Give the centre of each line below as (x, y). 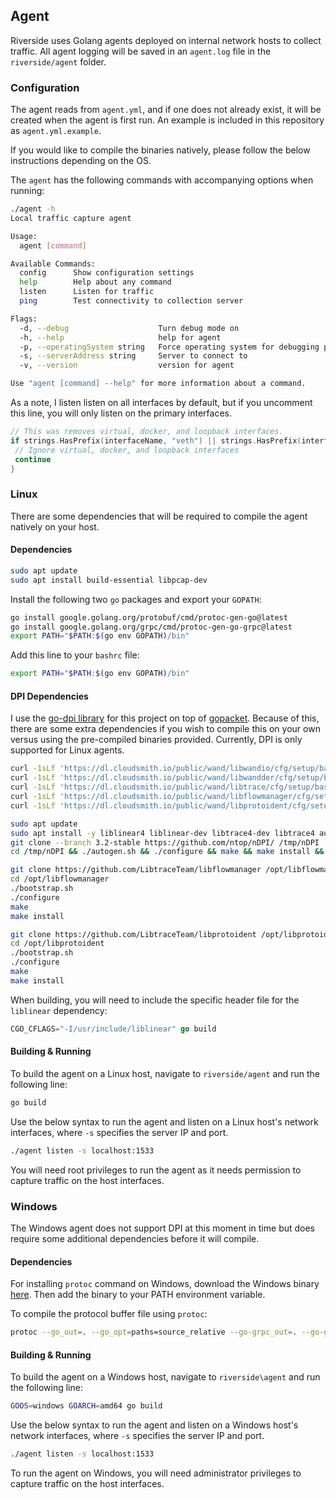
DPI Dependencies (49, 696)
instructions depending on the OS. (81, 161)
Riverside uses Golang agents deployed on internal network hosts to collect (166, 40)
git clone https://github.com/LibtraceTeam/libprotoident (133, 934)
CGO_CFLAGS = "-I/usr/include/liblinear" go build (113, 1029)
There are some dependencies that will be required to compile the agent (159, 516)
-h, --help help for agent (120, 337)
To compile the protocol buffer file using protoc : (109, 1314)
